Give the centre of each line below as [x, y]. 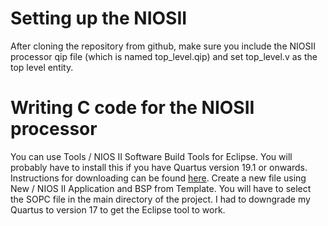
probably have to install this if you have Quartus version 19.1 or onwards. [159, 167]
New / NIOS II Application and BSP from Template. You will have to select [161, 188]
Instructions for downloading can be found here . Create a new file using [158, 178]
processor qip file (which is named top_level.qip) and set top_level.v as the [164, 56]
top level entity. [42, 67]
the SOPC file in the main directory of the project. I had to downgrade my [160, 199]
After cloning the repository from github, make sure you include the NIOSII [163, 46]
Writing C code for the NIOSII [132, 108]
